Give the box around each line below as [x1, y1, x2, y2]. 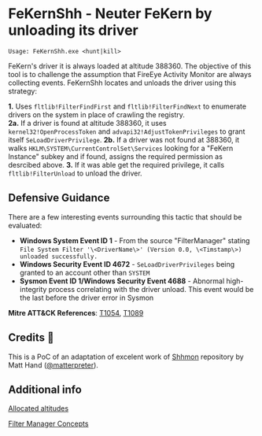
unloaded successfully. [19, 253, 98, 260]
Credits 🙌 [8, 331, 55, 345]
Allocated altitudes [8, 404, 69, 413]
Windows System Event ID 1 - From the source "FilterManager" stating [19, 235, 250, 245]
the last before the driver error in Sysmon [19, 293, 154, 302]
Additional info [8, 382, 83, 396]
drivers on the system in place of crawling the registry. [8, 109, 185, 119]
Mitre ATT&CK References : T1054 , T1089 [8, 308, 144, 317]
